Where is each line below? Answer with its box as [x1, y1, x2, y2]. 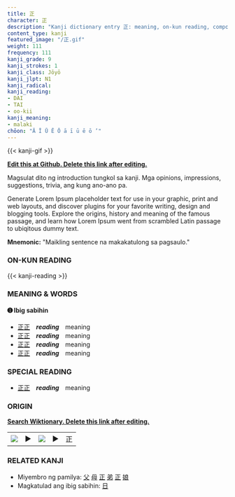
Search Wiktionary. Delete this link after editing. [7, 417, 150, 426]
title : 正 [7, 10, 35, 17]
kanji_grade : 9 [7, 56, 52, 63]
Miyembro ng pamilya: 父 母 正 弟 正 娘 [17, 472, 129, 481]
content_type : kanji [7, 29, 68, 37]
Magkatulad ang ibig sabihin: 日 [17, 481, 108, 490]
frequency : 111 [7, 50, 52, 57]
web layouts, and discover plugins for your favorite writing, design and [7, 202, 211, 211]
